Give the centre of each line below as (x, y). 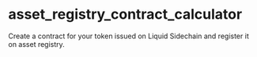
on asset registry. (36, 44)
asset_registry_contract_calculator (125, 14)
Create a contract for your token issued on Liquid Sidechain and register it (128, 36)
